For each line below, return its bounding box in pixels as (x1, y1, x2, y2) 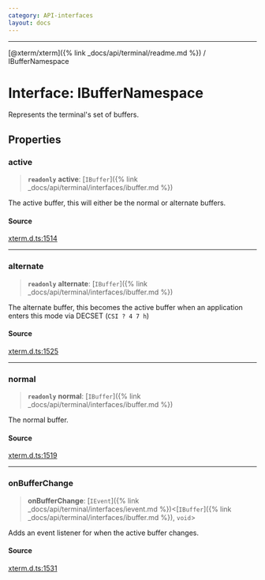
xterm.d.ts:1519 (8, 451, 58, 460)
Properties (8, 133, 62, 146)
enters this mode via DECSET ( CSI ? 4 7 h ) (8, 311, 150, 320)
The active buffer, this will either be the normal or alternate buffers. (8, 198, 226, 208)
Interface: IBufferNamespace (8, 84, 203, 102)
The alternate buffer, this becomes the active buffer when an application (8, 302, 243, 312)
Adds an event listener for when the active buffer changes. (8, 528, 200, 537)
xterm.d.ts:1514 (8, 234, 58, 243)
